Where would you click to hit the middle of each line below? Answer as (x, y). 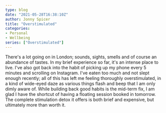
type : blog (17, 10)
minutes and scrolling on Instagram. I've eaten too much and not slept (77, 73)
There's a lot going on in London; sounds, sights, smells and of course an (81, 57)
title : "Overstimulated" (31, 24)
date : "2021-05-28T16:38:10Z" (37, 15)
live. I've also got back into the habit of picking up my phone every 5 (76, 67)
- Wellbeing (18, 38)
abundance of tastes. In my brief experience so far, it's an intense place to (82, 62)
